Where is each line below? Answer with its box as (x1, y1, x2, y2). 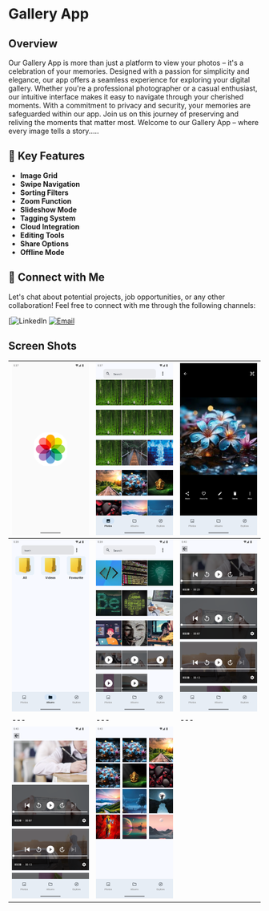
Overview (8, 37, 58, 51)
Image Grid (19, 170, 58, 180)
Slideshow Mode (19, 204, 78, 214)
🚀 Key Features (8, 149, 86, 163)
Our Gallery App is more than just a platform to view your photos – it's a (8, 58, 244, 67)
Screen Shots (8, 339, 78, 353)
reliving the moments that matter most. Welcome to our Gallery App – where (8, 118, 259, 127)
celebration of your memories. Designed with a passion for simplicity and (8, 67, 250, 76)
